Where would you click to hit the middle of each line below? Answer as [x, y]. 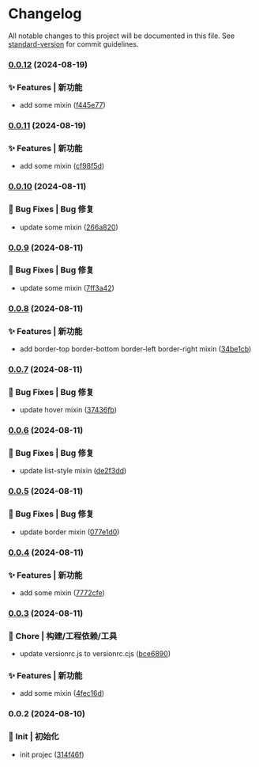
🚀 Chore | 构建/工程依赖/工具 [63, 636]
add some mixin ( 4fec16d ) [62, 693]
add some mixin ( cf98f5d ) [62, 166]
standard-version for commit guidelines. [73, 44]
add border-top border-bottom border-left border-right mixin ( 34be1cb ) [135, 349]
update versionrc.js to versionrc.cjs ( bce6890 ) [95, 654]
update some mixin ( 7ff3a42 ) [67, 288]
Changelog [45, 14]
